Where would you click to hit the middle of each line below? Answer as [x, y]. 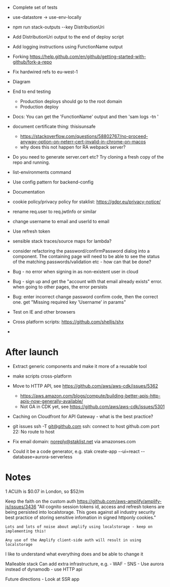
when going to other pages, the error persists [60, 287]
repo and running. [31, 162]
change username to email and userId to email [61, 221]
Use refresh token [31, 231]
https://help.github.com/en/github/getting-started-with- [88, 56]
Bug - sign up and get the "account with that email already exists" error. [88, 281]
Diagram [22, 82]
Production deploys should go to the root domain [71, 101]
